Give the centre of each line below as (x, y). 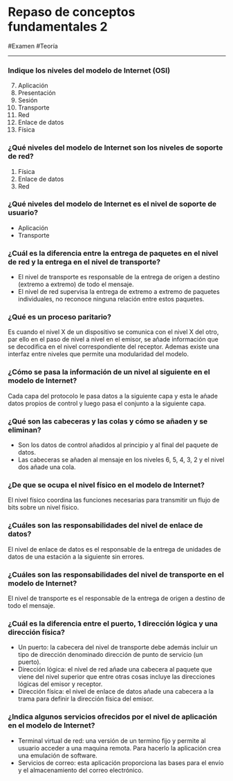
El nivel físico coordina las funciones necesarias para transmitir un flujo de (114, 500)
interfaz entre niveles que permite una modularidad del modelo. (99, 354)
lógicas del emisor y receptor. (60, 684)
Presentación (37, 93)
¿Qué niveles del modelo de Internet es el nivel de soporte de (112, 204)
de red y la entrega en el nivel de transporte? (84, 262)
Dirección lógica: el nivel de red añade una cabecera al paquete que (115, 669)
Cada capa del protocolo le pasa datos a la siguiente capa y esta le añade (113, 396)
